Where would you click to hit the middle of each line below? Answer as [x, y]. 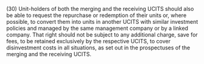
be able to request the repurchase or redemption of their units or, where [97, 15]
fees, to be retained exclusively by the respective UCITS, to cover [88, 41]
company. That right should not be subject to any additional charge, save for [102, 35]
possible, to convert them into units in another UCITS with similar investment [102, 22]
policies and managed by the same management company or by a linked [97, 28]
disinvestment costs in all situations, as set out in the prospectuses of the [98, 48]
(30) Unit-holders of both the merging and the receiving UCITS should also [100, 9]
